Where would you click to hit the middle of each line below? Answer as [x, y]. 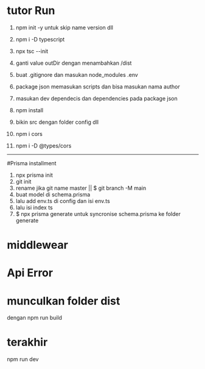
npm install [30, 110]
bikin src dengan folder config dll [57, 122]
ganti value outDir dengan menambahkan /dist [74, 63]
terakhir [27, 342]
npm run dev [23, 359]
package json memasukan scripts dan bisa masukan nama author [98, 87]
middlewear [38, 245]
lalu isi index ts [34, 207]
